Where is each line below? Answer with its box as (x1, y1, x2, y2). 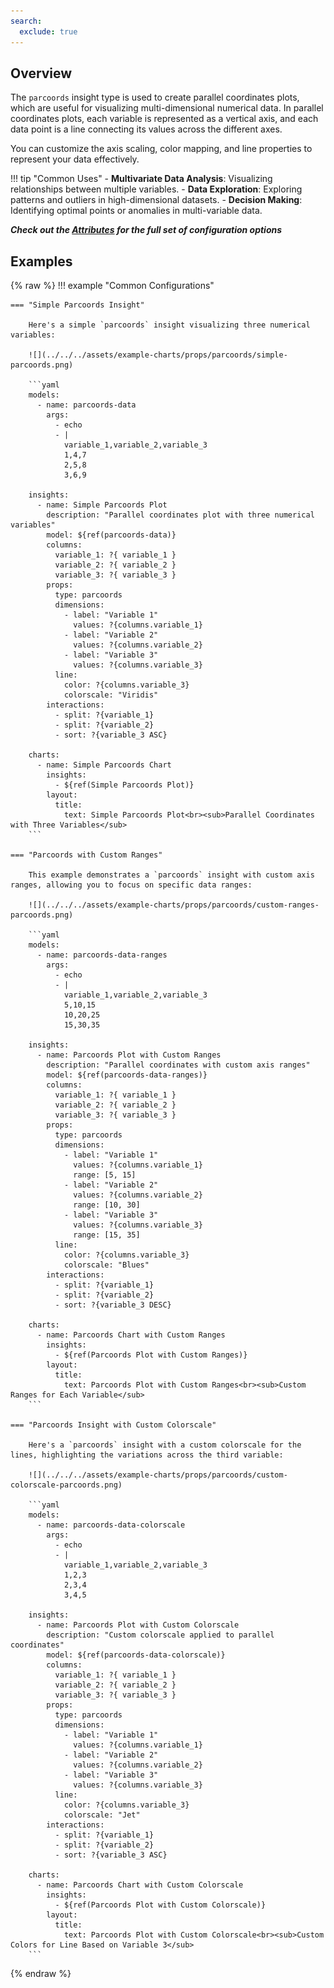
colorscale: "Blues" (63, 1260, 150, 1270)
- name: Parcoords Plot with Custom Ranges (36, 1050, 222, 1060)
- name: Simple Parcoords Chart (36, 760, 172, 770)
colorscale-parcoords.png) (10, 1480, 123, 1490)
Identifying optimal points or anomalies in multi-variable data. (10, 205, 263, 217)
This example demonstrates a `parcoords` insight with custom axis (28, 870, 315, 880)
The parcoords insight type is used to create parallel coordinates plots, (10, 91, 300, 104)
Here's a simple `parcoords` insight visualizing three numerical (28, 320, 311, 330)
